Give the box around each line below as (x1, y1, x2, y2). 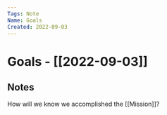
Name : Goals (7, 17, 42, 24)
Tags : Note (7, 10, 39, 18)
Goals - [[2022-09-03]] (7, 53, 148, 69)
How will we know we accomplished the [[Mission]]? (7, 100, 160, 109)
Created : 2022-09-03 (7, 23, 68, 30)
